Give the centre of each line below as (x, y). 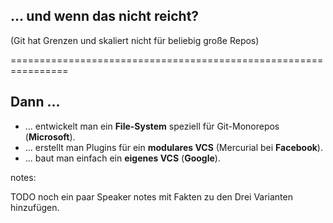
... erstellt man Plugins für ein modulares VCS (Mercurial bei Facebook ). (173, 147)
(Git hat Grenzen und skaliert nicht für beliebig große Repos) (135, 40)
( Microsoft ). (50, 136)
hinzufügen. (35, 207)
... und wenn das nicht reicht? (105, 16)
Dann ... (35, 102)
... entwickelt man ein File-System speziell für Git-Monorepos (152, 126)
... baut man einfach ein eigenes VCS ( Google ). (122, 158)
